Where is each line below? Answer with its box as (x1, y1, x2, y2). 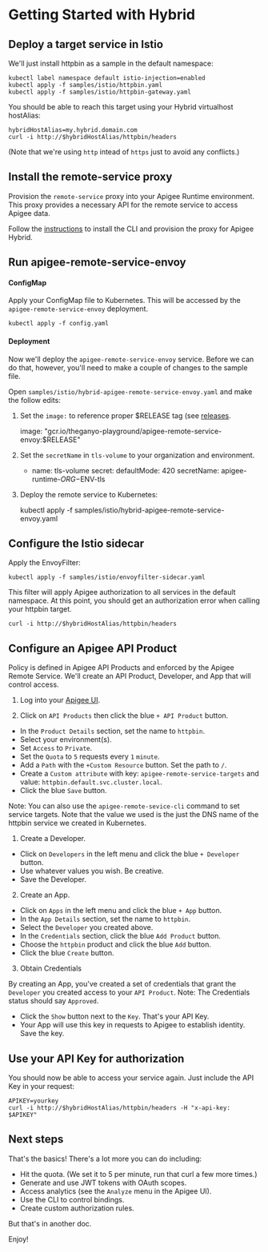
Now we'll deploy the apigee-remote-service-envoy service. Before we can (8, 354, 254, 364)
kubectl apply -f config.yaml (8, 320, 110, 328)
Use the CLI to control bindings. (19, 1194, 125, 1204)
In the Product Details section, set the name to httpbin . (19, 726, 206, 736)
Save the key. (19, 1029, 65, 1039)
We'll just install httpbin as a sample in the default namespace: (8, 58, 214, 68)
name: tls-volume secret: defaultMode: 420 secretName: (31, 465, 220, 475)
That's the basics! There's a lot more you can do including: (8, 1154, 202, 1163)
